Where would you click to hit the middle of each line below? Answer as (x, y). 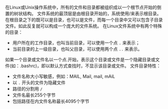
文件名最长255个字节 (34, 95)
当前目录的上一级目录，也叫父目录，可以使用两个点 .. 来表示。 (77, 49)
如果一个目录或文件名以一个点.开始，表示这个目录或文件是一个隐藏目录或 (80, 59)
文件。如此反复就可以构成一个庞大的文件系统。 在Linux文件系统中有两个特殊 (84, 26)
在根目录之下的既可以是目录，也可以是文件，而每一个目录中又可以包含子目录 (84, 20)
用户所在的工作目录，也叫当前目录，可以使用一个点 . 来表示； (76, 43)
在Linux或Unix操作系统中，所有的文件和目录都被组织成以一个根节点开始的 (81, 7)
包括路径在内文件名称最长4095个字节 (51, 101)
